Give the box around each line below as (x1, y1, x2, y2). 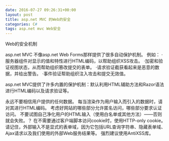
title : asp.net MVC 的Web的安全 (5, 17, 71, 22)
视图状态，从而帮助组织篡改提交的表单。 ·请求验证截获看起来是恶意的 (9, 64, 155, 70)
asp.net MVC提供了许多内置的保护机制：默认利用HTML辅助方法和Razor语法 (5, 82, 164, 88)
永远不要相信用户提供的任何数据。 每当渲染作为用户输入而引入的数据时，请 (5, 98, 163, 104)
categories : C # (5, 21, 38, 27)
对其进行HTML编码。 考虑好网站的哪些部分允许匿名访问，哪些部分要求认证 (5, 105, 162, 111)
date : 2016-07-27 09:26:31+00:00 (5, 7, 76, 13)
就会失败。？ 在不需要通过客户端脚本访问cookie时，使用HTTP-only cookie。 (5, 118, 166, 124)
